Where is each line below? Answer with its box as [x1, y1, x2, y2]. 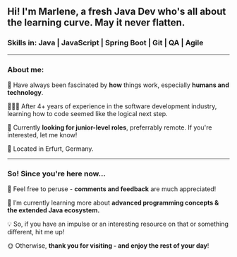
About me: [7, 64, 44, 74]
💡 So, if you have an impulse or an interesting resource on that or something [7, 219, 229, 229]
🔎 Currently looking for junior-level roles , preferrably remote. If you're [7, 123, 212, 132]
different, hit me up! [7, 228, 65, 236]
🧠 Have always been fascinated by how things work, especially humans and [7, 81, 229, 89]
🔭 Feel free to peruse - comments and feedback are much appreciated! [7, 185, 217, 193]
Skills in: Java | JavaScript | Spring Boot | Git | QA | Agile [7, 38, 204, 48]
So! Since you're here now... [7, 169, 106, 178]
